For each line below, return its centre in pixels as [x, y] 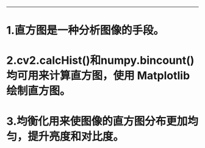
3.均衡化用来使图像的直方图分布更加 [97, 121]
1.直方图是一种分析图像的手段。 [85, 30]
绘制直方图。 [39, 91]
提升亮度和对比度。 [76, 136]
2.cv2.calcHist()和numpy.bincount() [100, 61]
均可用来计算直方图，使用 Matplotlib [98, 76]
